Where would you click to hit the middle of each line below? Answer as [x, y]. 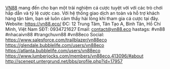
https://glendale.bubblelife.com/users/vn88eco [55, 45]
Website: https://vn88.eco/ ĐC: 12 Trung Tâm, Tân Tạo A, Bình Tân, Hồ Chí [83, 24]
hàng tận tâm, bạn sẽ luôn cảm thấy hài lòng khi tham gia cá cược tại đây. [82, 18]
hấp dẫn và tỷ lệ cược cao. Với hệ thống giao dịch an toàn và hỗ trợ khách [82, 13]
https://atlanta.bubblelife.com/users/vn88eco [53, 51]
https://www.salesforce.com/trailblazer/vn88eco [56, 40]
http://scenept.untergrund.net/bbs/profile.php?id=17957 [64, 61]
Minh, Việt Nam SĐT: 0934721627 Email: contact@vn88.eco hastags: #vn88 [85, 29]
